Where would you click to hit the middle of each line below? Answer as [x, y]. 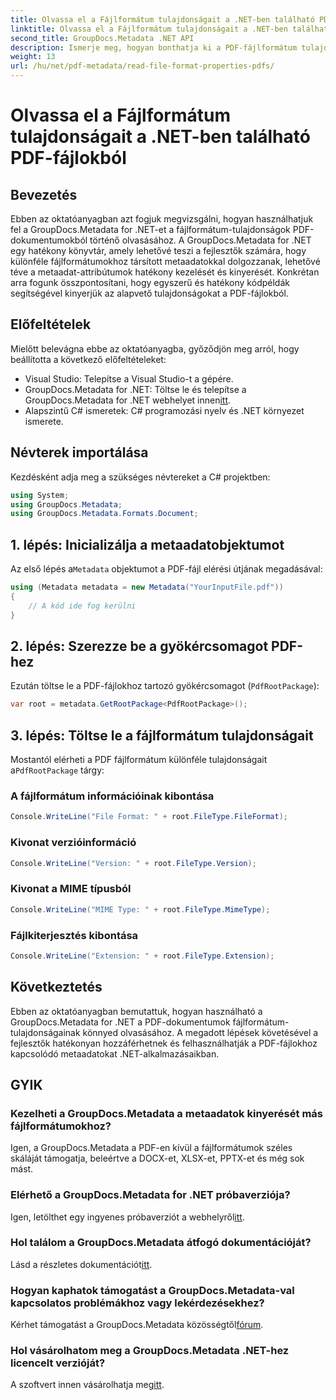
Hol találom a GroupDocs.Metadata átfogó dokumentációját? [161, 1243]
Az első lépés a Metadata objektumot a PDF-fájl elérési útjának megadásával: [166, 569]
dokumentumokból [49, 240]
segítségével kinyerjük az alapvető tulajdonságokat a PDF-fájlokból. [149, 293]
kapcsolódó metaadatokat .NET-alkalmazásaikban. [115, 1053]
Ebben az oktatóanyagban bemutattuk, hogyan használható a [136, 1011]
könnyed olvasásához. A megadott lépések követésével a [200, 1032]
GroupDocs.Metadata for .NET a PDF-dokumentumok [120, 1022]
